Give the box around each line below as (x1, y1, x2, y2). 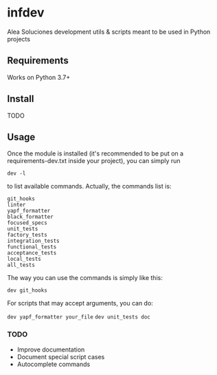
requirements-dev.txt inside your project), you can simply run (7, 157, 181, 165)
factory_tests (7, 232, 48, 239)
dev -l (7, 170, 26, 177)
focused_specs (7, 219, 48, 226)
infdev (7, 5, 45, 21)
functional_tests (7, 244, 57, 250)
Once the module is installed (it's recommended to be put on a (7, 149, 184, 158)
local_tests (7, 256, 41, 263)
